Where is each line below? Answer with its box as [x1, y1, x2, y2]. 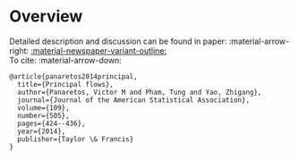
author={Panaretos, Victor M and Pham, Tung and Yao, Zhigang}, [17, 88, 262, 97]
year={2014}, [17, 127, 66, 136]
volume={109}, [17, 103, 70, 113]
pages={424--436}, [17, 119, 87, 128]
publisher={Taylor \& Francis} [17, 134, 134, 144]
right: [9, 45, 30, 55]
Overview [9, 6, 83, 27]
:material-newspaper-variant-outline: [30, 45, 167, 55]
